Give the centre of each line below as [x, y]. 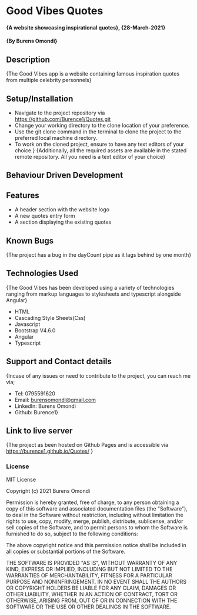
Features [23, 195]
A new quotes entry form [45, 216]
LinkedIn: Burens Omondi [45, 406]
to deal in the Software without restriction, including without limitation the [95, 515]
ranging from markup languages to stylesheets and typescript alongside [94, 294]
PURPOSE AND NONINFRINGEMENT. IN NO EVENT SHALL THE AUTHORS [96, 581]
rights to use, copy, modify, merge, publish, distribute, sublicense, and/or [95, 521]
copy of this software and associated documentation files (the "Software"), [97, 508]
